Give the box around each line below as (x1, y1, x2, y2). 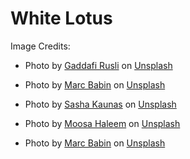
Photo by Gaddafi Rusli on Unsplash (24, 59, 173, 71)
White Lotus (10, 7, 113, 30)
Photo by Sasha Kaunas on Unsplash (24, 98, 177, 110)
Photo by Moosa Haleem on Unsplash (24, 117, 181, 129)
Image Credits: (10, 40, 71, 52)
